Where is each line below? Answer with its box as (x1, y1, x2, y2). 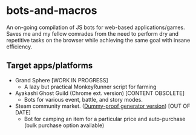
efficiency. (6, 43, 33, 50)
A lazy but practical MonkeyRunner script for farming (24, 83, 157, 90)
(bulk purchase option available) (24, 122, 105, 129)
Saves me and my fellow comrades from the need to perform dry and (6, 30, 178, 37)
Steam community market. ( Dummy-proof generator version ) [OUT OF (15, 102, 191, 110)
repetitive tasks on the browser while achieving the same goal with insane (6, 36, 191, 44)
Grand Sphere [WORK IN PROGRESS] (15, 76, 109, 84)
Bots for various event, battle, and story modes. (24, 96, 143, 103)
